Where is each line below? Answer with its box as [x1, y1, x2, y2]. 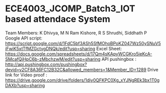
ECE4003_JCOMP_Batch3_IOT [5, 3, 136, 14]
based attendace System [5, 13, 110, 25]
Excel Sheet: [96, 46, 122, 51]
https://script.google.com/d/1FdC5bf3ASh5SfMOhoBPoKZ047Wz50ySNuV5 [5, 40, 161, 46]
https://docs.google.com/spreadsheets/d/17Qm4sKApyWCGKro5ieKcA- [5, 50, 153, 57]
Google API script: [5, 35, 42, 41]
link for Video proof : [5, 72, 47, 78]
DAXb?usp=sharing [5, 82, 45, 88]
